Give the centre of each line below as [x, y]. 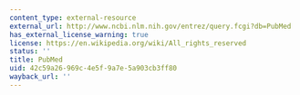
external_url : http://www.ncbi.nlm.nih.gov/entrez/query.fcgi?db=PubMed [150, 26]
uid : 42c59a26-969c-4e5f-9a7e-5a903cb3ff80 [93, 69]
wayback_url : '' [40, 77]
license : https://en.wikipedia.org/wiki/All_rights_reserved [128, 43]
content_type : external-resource [73, 18]
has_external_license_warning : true [79, 34]
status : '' [30, 52]
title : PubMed [36, 60]
